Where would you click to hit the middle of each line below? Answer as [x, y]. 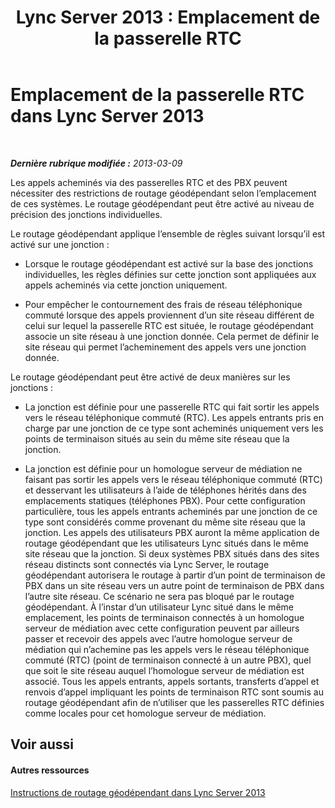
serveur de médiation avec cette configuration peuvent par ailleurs [162, 628]
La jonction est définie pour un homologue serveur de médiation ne [163, 468]
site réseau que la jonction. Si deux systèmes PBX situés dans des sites [172, 553]
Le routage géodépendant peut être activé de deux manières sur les [150, 377]
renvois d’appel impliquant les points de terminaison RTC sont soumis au [174, 692]
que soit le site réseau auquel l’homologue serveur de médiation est [164, 670]
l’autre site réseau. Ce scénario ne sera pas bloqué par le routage [159, 596]
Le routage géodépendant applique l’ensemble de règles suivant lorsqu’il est [168, 233]
